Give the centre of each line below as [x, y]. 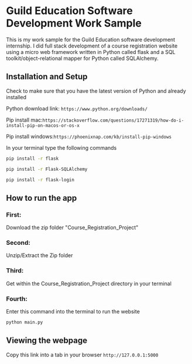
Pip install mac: [24, 120]
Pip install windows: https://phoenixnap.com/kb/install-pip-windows [89, 136]
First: [14, 214]
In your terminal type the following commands [61, 147]
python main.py [25, 322]
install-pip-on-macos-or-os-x [43, 125]
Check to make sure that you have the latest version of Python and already [96, 91]
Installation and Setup [47, 77]
